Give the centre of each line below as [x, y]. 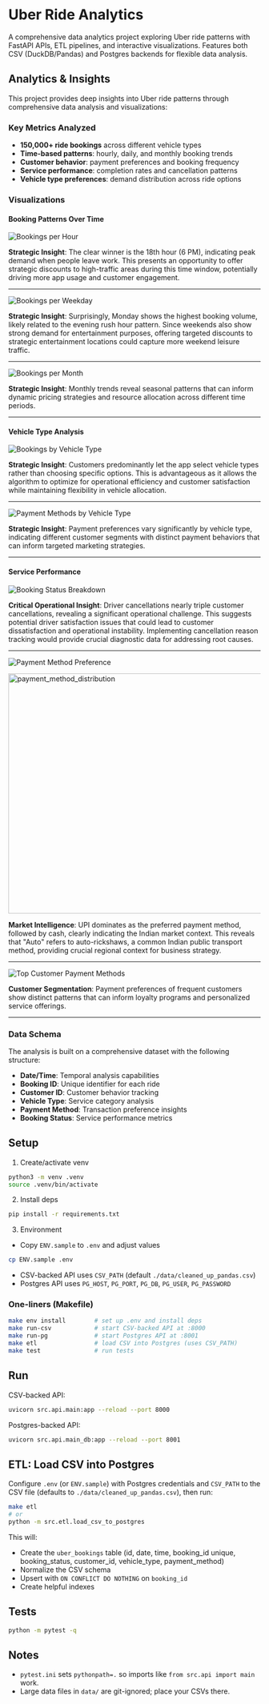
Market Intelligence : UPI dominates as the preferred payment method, [125, 924]
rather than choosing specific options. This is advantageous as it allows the [133, 473]
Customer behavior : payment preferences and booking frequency [129, 162]
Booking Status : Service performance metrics [96, 1117]
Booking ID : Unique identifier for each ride [90, 1084]
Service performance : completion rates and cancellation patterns [128, 170]
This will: [23, 1537]
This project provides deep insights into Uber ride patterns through [119, 98]
